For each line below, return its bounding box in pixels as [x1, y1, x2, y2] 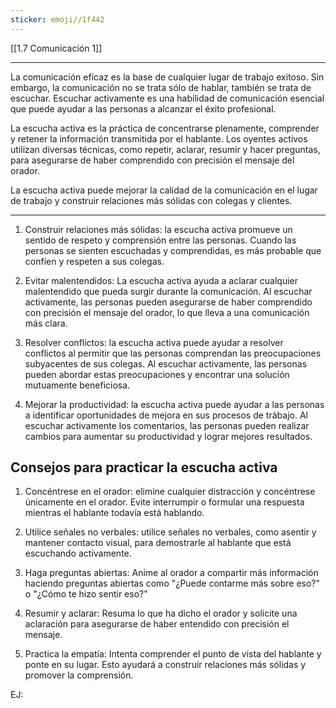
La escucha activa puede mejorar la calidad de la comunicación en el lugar [10, 184, 318, 196]
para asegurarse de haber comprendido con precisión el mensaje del [10, 154, 295, 166]
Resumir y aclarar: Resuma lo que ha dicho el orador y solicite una [24, 607, 298, 620]
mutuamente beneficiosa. [24, 379, 131, 391]
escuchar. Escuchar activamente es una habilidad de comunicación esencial [10, 92, 325, 104]
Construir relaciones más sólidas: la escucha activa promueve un [24, 223, 293, 235]
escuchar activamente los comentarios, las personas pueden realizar [24, 419, 310, 431]
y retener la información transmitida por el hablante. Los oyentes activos [10, 132, 308, 145]
